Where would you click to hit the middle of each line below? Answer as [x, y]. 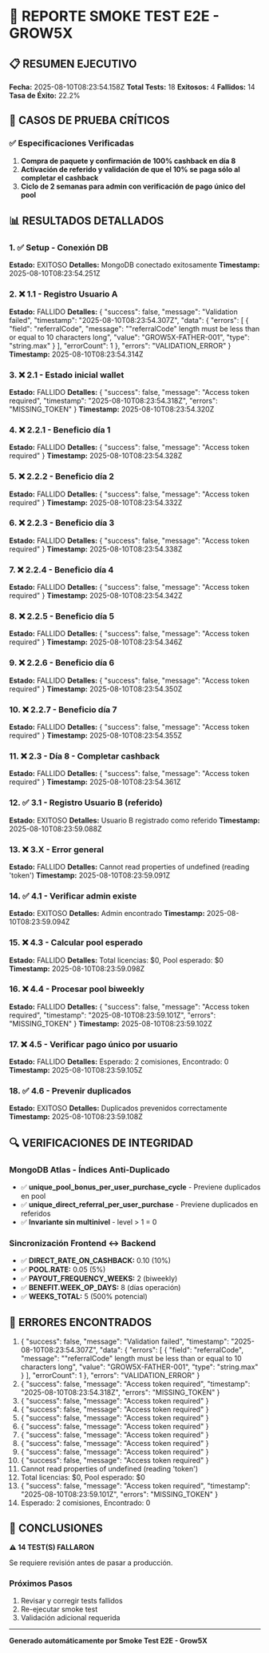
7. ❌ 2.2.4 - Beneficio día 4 [61, 569]
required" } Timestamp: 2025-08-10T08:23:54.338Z [96, 549]
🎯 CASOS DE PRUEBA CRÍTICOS [89, 120]
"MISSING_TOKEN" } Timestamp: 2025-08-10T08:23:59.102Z [111, 1023]
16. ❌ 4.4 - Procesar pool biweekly [77, 989]
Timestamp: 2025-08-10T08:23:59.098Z [77, 968]
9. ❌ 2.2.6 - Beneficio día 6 [62, 663]
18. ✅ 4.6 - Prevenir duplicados [70, 1091]
